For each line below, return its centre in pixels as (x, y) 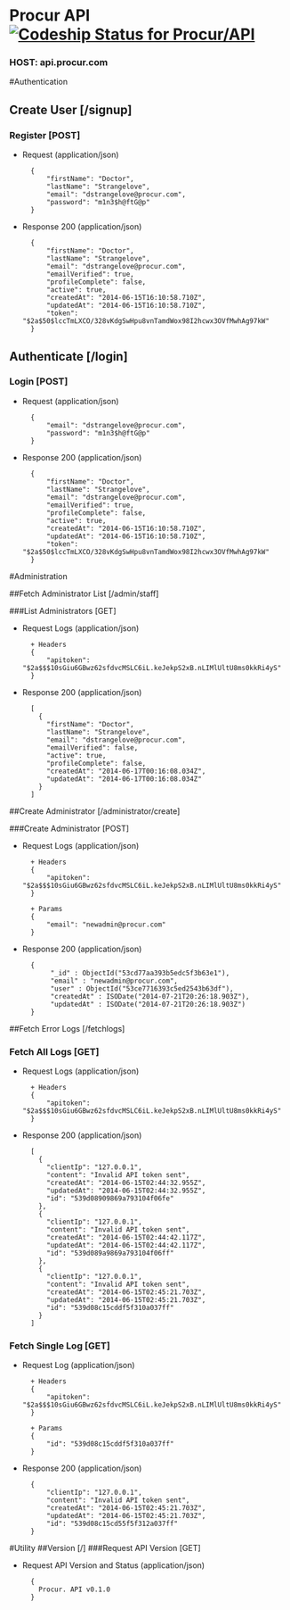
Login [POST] (39, 382)
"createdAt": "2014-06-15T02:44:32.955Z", (126, 1183)
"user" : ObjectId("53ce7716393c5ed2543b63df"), (142, 988)
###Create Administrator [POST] (69, 828)
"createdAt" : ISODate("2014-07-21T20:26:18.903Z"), (150, 996)
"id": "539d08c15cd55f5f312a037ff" (112, 1524)
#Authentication (39, 82)
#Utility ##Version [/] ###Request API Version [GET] (105, 1548)
